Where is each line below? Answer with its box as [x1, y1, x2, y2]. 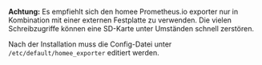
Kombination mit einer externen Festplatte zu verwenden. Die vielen [8, 15, 232, 25]
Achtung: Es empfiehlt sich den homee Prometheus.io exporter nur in [8, 7, 239, 16]
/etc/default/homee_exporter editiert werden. [8, 48, 159, 57]
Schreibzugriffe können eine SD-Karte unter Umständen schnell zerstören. [8, 24, 255, 33]
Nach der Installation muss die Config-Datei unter [8, 39, 172, 49]
